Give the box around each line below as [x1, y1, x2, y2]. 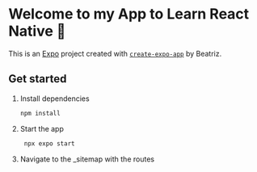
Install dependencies [19, 94, 91, 103]
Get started [8, 72, 67, 86]
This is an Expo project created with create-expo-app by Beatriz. [8, 48, 222, 58]
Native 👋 [8, 22, 66, 40]
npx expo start [23, 139, 75, 148]
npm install [19, 109, 61, 117]
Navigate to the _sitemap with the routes [19, 154, 155, 164]
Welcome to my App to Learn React [8, 5, 250, 23]
